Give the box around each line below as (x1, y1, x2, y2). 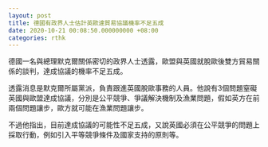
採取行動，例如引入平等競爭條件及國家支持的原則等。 (8, 130, 183, 140)
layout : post (8, 11, 52, 20)
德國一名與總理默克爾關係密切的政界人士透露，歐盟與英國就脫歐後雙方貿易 (8, 56, 253, 66)
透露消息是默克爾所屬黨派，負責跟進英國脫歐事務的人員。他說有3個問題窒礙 (8, 83, 258, 93)
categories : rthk (8, 33, 66, 42)
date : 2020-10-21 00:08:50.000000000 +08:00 (8, 26, 159, 34)
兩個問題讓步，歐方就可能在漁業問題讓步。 (8, 103, 148, 113)
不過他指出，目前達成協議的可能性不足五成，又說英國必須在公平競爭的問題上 (8, 120, 260, 130)
